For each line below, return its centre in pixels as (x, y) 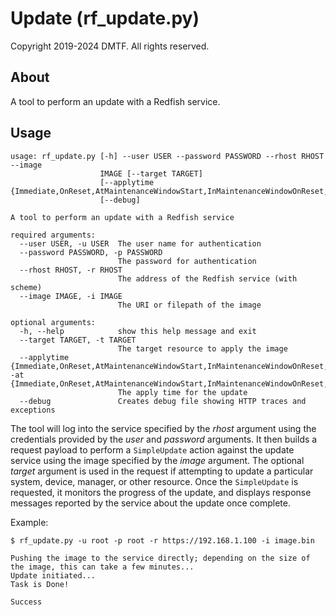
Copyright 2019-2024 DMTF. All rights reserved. (110, 46)
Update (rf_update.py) (105, 18)
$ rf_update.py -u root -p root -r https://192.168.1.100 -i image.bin (162, 540)
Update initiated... (53, 575)
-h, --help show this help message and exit (138, 331)
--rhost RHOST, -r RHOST (71, 270)
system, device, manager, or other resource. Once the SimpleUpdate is (154, 481)
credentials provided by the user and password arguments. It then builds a (164, 439)
